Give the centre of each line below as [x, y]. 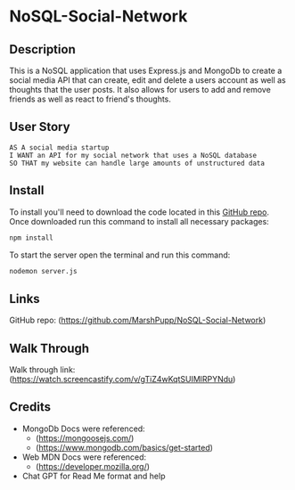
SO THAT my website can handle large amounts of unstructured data [137, 163]
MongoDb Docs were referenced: [83, 429]
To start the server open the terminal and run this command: [120, 255]
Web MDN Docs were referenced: [84, 457]
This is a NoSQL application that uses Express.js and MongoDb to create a [146, 70]
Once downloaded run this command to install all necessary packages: [139, 221]
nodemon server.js [43, 271]
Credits [30, 407]
